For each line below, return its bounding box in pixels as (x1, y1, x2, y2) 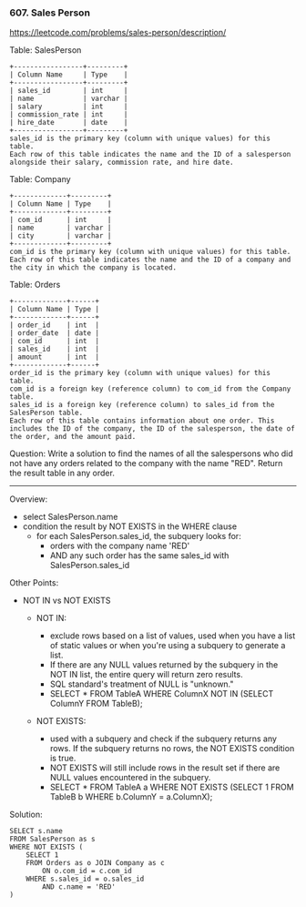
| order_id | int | (9, 321, 100, 330)
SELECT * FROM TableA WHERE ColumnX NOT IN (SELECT (49, 688, 274, 699)
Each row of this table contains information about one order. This (9, 416, 275, 425)
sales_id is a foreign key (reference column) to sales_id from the (9, 401, 275, 410)
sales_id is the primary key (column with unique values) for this (9, 134, 271, 143)
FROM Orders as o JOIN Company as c (25, 859, 166, 868)
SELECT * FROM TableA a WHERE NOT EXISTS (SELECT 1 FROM (49, 781, 294, 793)
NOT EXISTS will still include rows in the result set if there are (49, 762, 280, 773)
